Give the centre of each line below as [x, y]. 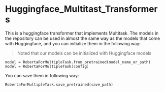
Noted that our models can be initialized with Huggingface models [84, 53]
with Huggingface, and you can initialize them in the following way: [73, 43]
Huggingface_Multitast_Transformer [81, 9]
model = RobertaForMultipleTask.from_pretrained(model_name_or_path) [78, 62]
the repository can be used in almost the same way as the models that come [82, 38]
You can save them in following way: [42, 75]
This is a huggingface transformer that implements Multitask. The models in [82, 33]
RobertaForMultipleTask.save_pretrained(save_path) [59, 85]
